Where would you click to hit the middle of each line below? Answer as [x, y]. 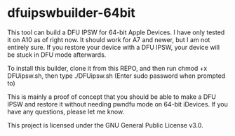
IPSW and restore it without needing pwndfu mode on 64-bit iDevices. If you [117, 104]
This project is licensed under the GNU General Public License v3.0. [105, 125]
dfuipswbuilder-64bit [71, 13]
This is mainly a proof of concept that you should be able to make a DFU [112, 97]
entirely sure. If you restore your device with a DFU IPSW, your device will [113, 47]
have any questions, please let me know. [66, 111]
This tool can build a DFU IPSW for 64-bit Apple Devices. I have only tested [116, 32]
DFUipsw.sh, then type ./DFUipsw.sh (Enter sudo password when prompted [116, 76]
